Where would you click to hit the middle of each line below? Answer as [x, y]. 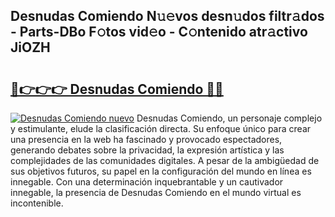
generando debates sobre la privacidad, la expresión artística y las [147, 150]
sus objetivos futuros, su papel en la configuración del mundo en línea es [161, 171]
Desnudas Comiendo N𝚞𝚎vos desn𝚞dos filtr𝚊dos [167, 16]
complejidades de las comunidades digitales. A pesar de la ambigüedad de [165, 160]
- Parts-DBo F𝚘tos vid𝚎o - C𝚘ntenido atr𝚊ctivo [159, 32]
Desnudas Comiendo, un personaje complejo [229, 118]
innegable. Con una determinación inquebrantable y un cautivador [147, 182]
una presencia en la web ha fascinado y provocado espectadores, [146, 139]
